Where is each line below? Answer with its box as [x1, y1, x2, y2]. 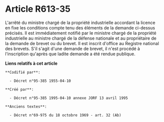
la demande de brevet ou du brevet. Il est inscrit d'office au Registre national [5, 40, 159, 46]
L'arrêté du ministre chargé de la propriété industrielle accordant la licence [5, 20, 156, 25]
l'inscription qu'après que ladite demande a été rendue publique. [5, 50, 136, 57]
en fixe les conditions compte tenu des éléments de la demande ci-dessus [5, 24, 155, 30]
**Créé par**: [5, 87, 34, 92]
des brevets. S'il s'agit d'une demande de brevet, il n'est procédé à [5, 46, 141, 51]
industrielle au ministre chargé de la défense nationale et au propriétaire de [5, 35, 157, 41]
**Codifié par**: [5, 70, 41, 74]
